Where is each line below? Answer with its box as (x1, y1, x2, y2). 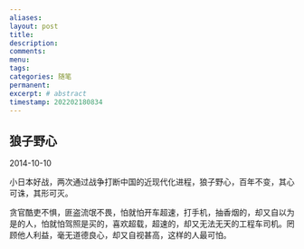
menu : (9, 55, 30, 64)
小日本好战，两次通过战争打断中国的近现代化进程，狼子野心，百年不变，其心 (9, 177, 295, 187)
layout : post (9, 22, 59, 31)
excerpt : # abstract (9, 89, 88, 98)
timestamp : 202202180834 (9, 97, 103, 107)
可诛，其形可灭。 (9, 187, 73, 199)
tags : (9, 64, 30, 73)
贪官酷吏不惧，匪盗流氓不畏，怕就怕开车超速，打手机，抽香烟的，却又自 (9, 207, 279, 218)
